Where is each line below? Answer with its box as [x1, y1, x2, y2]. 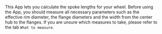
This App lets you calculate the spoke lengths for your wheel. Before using [5, 4, 153, 10]
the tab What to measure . [5, 24, 54, 30]
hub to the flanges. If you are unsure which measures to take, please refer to [5, 19, 158, 25]
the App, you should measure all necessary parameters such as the [5, 9, 139, 15]
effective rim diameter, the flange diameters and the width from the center [5, 14, 153, 20]
